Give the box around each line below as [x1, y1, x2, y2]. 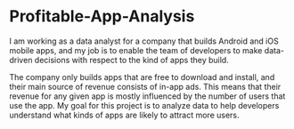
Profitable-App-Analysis [9, 6, 195, 27]
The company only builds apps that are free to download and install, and [9, 71, 275, 82]
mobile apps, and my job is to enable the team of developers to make [9, 44, 263, 55]
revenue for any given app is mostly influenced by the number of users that [9, 91, 286, 101]
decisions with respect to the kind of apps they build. [34, 54, 229, 65]
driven [9, 54, 33, 65]
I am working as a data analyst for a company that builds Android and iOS [9, 36, 279, 46]
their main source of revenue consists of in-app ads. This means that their [9, 81, 282, 92]
